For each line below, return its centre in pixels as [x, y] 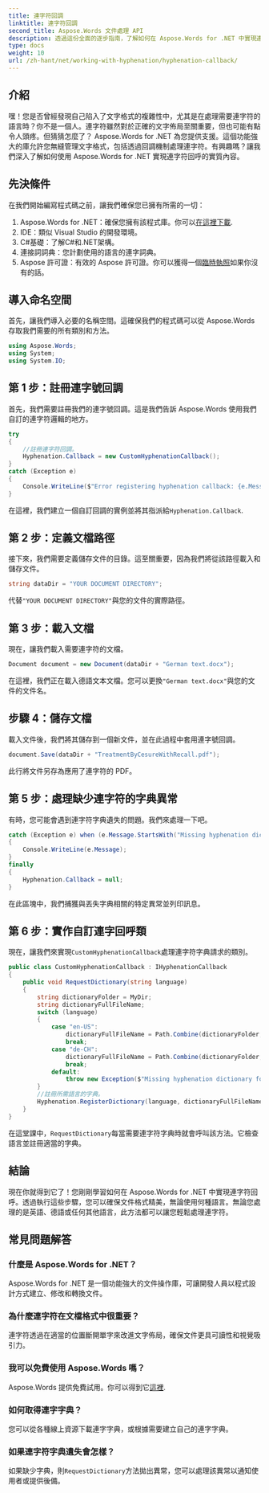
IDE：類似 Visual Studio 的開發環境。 [81, 232]
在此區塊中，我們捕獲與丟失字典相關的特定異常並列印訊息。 [106, 903]
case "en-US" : [74, 1027]
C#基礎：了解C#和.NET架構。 [69, 242]
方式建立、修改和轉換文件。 [60, 1294]
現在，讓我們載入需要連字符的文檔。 [68, 649]
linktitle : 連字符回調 [43, 23]
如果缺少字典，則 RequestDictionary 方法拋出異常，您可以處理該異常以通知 [130, 1471]
